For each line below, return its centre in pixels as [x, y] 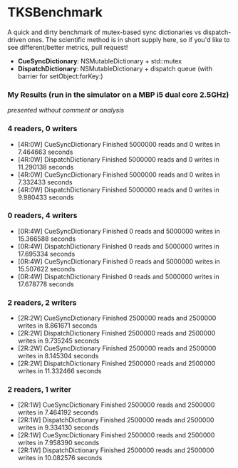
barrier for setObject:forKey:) [60, 76]
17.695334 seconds [46, 254]
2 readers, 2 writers [42, 302]
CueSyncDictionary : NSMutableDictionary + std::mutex [100, 61]
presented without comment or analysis [66, 110]
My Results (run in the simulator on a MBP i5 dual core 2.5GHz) [118, 95]
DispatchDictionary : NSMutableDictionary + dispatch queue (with [115, 68]
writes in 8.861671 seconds [57, 326]
